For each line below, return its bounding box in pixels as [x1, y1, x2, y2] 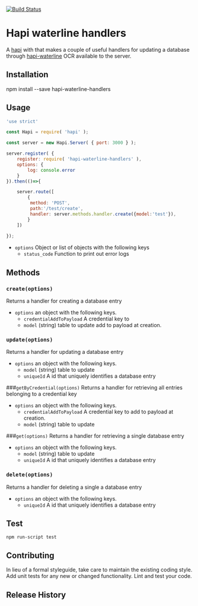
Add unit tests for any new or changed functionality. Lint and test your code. [6, 573, 192, 580]
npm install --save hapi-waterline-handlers [6, 85, 111, 92]
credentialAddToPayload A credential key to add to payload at [23, 408, 174, 416]
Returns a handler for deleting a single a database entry [6, 483, 142, 491]
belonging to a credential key [6, 390, 77, 398]
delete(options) [6, 472, 53, 478]
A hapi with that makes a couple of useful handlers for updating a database [6, 46, 190, 53]
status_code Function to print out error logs [23, 250, 129, 258]
